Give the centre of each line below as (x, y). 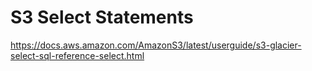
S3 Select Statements (102, 17)
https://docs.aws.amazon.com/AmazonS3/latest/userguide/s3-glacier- (156, 45)
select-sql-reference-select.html (77, 55)
